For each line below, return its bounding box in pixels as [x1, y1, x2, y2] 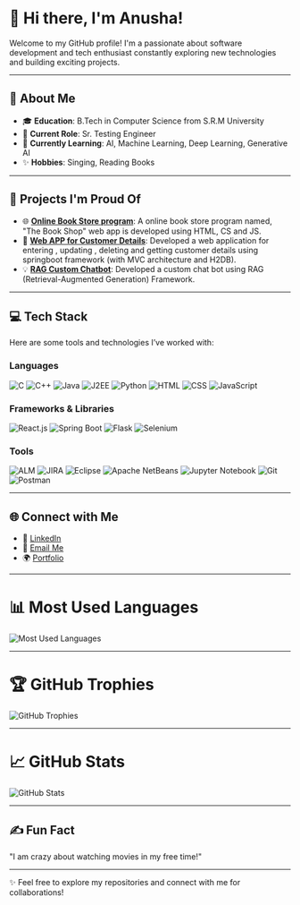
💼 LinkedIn [21, 533, 62, 544]
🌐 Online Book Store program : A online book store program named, [21, 215, 272, 226]
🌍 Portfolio [21, 552, 64, 563]
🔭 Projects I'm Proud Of [9, 192, 141, 207]
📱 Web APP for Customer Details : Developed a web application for [21, 235, 270, 245]
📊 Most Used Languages [9, 597, 199, 618]
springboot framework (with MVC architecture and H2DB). [21, 254, 237, 265]
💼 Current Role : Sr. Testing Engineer [21, 128, 156, 139]
